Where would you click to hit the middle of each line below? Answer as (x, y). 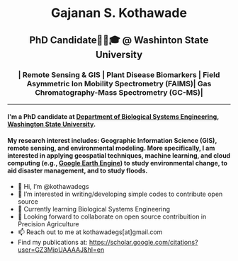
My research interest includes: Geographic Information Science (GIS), (112, 141)
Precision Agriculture (48, 224)
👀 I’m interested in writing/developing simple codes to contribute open (120, 194)
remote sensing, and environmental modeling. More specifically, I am (111, 148)
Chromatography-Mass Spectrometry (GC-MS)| (119, 92)
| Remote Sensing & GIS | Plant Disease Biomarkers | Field (119, 74)
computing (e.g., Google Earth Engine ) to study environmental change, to (118, 163)
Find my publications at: (52, 242)
